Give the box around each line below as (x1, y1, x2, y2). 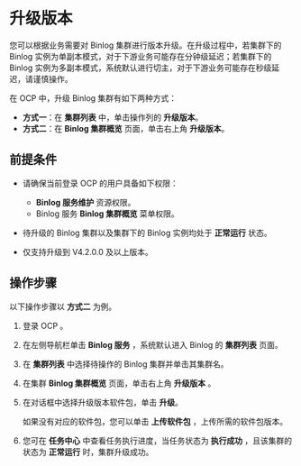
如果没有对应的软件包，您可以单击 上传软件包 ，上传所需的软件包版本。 (22, 416, 288, 426)
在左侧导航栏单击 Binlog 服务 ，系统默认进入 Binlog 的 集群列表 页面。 (22, 339, 283, 350)
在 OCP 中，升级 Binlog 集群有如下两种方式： (9, 92, 178, 104)
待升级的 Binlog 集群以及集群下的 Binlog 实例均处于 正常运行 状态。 (22, 227, 272, 238)
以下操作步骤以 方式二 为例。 (9, 301, 117, 312)
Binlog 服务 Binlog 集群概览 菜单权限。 (35, 208, 179, 219)
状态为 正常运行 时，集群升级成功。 (22, 446, 154, 457)
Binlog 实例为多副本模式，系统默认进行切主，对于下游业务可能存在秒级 (9, 62, 272, 73)
